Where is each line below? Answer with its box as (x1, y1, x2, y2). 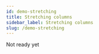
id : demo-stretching (6, 8, 57, 15)
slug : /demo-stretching (6, 25, 65, 31)
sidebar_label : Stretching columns (6, 19, 94, 25)
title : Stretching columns (6, 14, 72, 20)
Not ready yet (6, 41, 39, 48)
